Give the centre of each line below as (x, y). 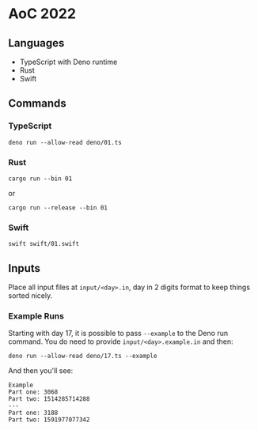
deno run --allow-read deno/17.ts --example (83, 356)
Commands (38, 104)
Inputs (25, 268)
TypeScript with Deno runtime (68, 62)
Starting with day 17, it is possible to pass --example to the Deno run (118, 334)
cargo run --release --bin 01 (58, 207)
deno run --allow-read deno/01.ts (65, 142)
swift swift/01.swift (44, 244)
